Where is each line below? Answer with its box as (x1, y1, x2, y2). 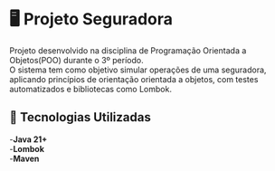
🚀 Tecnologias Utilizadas (9, 109, 151, 125)
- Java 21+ (9, 134, 48, 145)
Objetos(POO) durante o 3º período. (9, 54, 144, 65)
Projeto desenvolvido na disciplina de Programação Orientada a (9, 44, 247, 56)
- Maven (9, 153, 40, 164)
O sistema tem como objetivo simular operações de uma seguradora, (9, 64, 267, 75)
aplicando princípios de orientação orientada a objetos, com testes (9, 73, 259, 84)
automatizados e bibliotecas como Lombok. (9, 83, 172, 94)
